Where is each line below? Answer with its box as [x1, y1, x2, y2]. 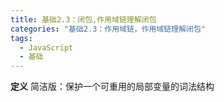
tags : [10, 33, 33, 43]
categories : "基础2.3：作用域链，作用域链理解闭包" [10, 24, 206, 34]
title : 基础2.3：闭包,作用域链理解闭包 [10, 14, 157, 25]
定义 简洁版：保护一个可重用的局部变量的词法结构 [10, 81, 215, 93]
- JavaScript [19, 42, 74, 53]
